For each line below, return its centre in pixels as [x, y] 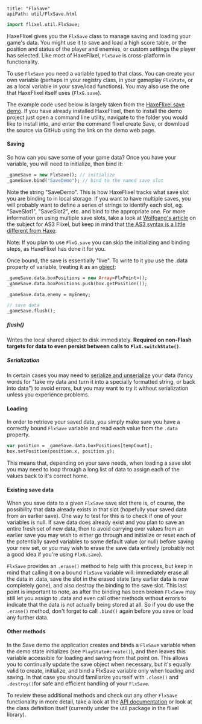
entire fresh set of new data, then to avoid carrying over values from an [96, 529]
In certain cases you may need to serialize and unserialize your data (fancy [100, 375]
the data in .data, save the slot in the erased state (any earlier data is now [98, 579]
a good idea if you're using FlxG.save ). [55, 554]
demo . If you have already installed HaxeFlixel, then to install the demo [95, 111]
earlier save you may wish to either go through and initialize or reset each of [101, 535]
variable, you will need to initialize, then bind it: [65, 164]
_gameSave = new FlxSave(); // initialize [61, 175]
